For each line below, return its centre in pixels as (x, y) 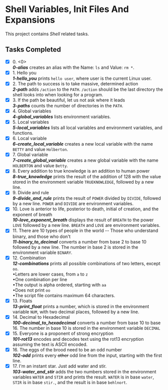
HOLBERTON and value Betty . (40, 166)
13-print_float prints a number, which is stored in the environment (81, 306)
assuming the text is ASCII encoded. (50, 344)
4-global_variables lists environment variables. (62, 117)
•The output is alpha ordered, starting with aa (59, 285)
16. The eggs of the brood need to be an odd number (67, 349)
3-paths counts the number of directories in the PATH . (68, 106)
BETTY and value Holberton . (40, 150)
